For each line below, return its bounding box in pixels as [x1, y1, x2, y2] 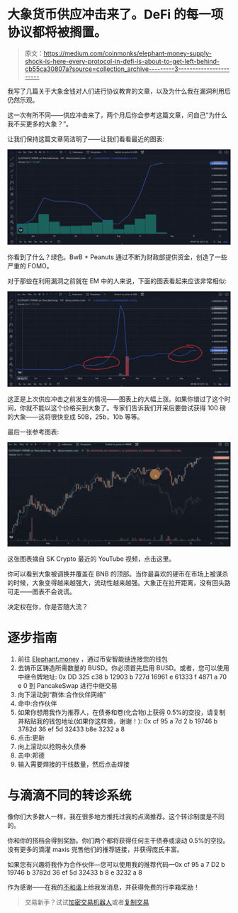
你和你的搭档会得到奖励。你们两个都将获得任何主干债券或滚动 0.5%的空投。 [7, 836, 229, 845]
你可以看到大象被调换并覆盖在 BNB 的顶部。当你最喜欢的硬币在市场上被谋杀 [7, 569, 229, 578]
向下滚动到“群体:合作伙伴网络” [17, 690, 106, 699]
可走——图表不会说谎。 [7, 587, 76, 596]
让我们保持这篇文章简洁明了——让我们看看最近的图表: [7, 134, 165, 143]
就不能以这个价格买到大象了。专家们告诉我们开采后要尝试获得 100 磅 [25, 404, 227, 412]
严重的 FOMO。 [7, 261, 53, 270]
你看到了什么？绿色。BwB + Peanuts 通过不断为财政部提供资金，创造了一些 [7, 253, 228, 261]
